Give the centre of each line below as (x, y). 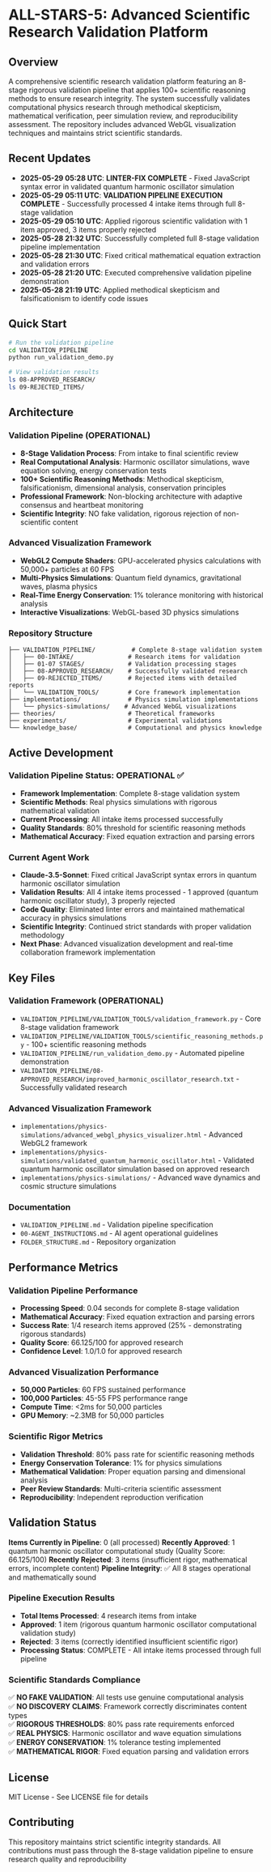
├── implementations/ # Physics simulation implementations (133, 700)
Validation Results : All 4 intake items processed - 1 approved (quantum (139, 892)
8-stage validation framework (70, 1027)
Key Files (32, 978)
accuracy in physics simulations (73, 918)
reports (21, 686)
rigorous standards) (53, 1334)
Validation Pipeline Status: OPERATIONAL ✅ (96, 776)
